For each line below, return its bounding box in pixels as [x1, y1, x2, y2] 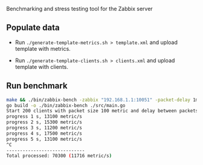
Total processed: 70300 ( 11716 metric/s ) [6, 153, 112, 159]
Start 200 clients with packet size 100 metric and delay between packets [6, 108, 199, 114]
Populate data [6, 22, 60, 33]
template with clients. [14, 63, 68, 70]
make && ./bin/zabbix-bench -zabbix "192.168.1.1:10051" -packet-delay [6, 97, 190, 103]
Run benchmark [6, 81, 68, 91]
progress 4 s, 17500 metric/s [6, 130, 83, 137]
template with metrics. [14, 45, 71, 52]
